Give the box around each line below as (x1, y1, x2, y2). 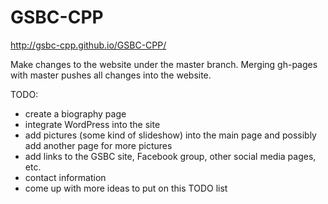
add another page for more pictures (24, 139, 173, 151)
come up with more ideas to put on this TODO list (24, 182, 228, 194)
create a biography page (24, 107, 127, 120)
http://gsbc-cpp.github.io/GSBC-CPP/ (10, 39, 167, 51)
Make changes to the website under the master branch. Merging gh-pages (10, 58, 318, 70)
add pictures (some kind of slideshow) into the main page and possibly (24, 129, 317, 141)
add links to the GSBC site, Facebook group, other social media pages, (24, 150, 317, 162)
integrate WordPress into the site (24, 118, 161, 130)
